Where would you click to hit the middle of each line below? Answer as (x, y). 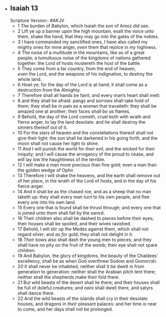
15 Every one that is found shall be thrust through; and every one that (89, 207)
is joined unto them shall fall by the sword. (61, 213)
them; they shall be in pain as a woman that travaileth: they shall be (87, 106)
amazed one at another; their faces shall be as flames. (74, 111)
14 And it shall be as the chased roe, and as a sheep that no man (84, 191)
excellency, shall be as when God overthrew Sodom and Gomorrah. (87, 261)
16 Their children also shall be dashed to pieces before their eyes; (86, 218)
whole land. (29, 79)
